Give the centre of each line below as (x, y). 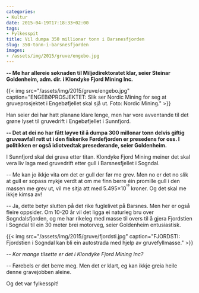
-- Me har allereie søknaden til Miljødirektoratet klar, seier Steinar (88, 73)
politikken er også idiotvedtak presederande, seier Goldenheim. (87, 145)
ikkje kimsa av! (24, 194)
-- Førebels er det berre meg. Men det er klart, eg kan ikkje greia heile (92, 266)
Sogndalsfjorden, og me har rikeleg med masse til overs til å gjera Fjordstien (99, 219)
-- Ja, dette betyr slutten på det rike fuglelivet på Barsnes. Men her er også (98, 206)
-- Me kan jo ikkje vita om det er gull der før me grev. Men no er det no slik (97, 174)
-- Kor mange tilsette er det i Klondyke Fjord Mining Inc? (75, 254)
